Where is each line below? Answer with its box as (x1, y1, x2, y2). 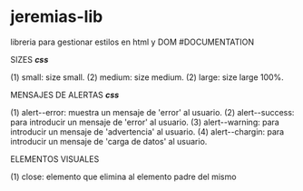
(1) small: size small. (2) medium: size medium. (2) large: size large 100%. (10, 71, 284, 83)
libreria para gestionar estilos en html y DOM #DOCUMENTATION (10, 36, 255, 47)
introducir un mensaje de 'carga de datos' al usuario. (10, 136, 208, 146)
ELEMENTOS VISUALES (10, 153, 100, 165)
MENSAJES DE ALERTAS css (10, 89, 120, 100)
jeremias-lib (10, 6, 103, 27)
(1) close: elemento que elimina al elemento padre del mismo (10, 171, 237, 182)
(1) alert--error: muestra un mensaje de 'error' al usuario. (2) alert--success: (10, 106, 295, 117)
